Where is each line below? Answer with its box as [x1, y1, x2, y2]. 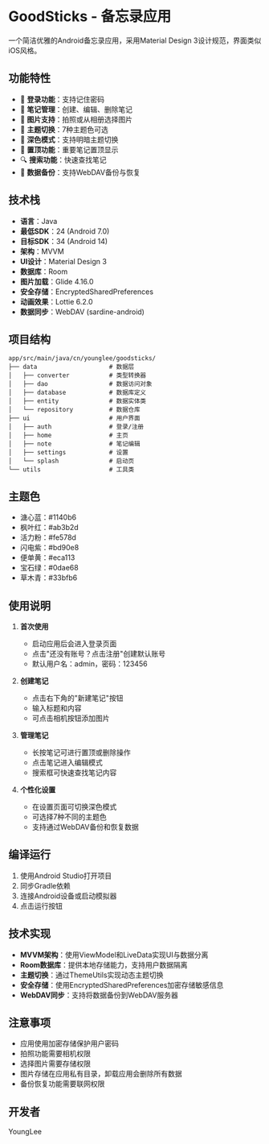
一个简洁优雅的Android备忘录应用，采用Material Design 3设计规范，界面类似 [8, 35, 262, 45]
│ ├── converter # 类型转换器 [8, 371, 147, 379]
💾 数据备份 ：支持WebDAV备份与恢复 [19, 167, 141, 177]
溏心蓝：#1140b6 [19, 512, 77, 522]
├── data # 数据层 [8, 363, 135, 371]
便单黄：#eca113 [19, 553, 75, 562]
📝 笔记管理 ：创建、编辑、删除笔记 [19, 104, 132, 114]
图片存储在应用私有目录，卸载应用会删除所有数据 [19, 1069, 182, 1079]
